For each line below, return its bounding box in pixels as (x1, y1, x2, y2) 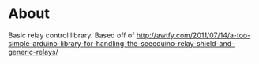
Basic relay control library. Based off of (8, 30, 135, 40)
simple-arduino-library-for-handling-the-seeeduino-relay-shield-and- (8, 38, 235, 48)
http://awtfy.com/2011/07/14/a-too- (136, 30, 251, 40)
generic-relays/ (8, 47, 58, 56)
